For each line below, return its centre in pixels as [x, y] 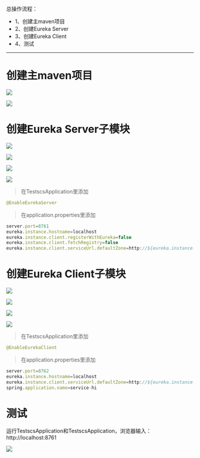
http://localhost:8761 [31, 438]
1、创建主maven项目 [40, 21]
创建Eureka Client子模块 [66, 274]
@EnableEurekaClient [32, 348]
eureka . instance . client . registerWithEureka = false [69, 237]
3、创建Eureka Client [40, 36]
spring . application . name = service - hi [51, 388]
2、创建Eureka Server [42, 29]
